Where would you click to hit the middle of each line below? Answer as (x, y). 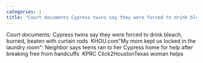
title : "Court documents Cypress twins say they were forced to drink (97, 17)
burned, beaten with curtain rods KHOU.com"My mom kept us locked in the (101, 41)
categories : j (24, 12)
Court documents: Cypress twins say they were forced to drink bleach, (94, 34)
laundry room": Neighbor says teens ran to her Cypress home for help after (100, 47)
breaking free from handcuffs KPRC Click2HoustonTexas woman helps (95, 53)
